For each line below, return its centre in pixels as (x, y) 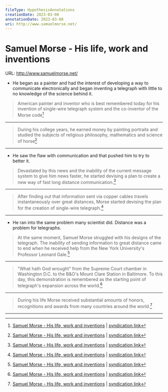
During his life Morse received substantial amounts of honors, (81, 300)
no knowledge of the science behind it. (52, 94)
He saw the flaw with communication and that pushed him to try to (81, 155)
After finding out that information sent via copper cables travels (83, 197)
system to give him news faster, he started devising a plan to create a (89, 176)
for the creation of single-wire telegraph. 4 (60, 208)
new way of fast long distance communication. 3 (67, 181)
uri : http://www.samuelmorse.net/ (41, 24)
